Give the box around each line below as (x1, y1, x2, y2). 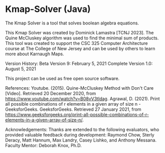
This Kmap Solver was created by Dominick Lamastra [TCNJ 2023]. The (5, 29, 154, 35)
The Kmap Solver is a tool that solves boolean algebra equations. (5, 20, 139, 26)
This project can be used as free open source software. (5, 75, 120, 81)
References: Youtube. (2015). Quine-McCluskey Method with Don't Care (5, 85, 154, 91)
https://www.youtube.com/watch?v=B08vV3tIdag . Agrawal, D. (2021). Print (5, 96, 160, 102)
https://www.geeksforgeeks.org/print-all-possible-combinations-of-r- (5, 111, 149, 118)
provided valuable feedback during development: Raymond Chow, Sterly (5, 132, 154, 138)
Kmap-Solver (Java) (5, 3, 91, 15)
